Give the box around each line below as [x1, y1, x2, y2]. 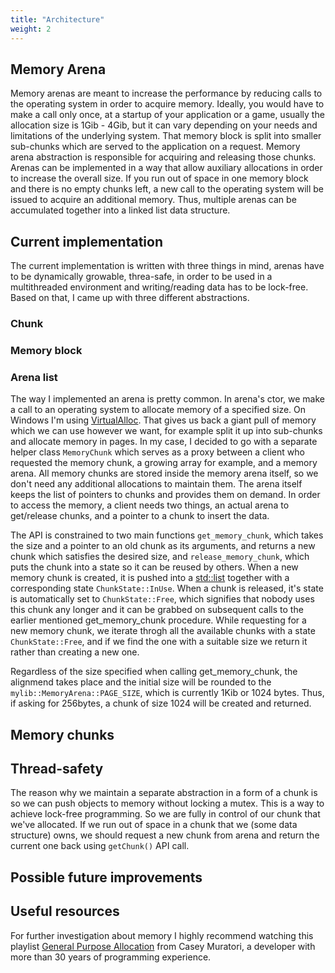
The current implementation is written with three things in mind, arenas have [10, 260, 325, 272]
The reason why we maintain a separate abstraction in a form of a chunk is [10, 787, 318, 799]
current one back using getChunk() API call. [10, 840, 190, 852]
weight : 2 [10, 24, 52, 34]
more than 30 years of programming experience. [10, 951, 212, 963]
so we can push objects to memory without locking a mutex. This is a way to [10, 797, 325, 810]
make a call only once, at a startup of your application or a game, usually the [10, 109, 325, 121]
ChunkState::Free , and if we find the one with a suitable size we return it [10, 636, 308, 648]
